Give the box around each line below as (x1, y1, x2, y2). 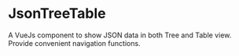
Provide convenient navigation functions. (8, 38, 141, 47)
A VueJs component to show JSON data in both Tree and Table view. (8, 30, 232, 40)
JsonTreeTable (8, 5, 106, 23)
